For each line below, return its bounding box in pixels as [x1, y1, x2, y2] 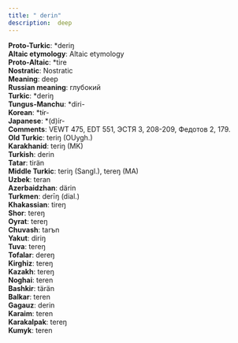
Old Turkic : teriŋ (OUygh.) [8, 132, 93, 142]
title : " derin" [8, 11, 61, 20]
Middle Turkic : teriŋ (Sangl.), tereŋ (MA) [8, 166, 139, 176]
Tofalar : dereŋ [8, 250, 55, 259]
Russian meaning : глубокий [8, 82, 101, 91]
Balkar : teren [8, 292, 51, 301]
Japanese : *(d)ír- [8, 116, 65, 125]
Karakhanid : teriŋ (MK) [8, 141, 84, 151]
